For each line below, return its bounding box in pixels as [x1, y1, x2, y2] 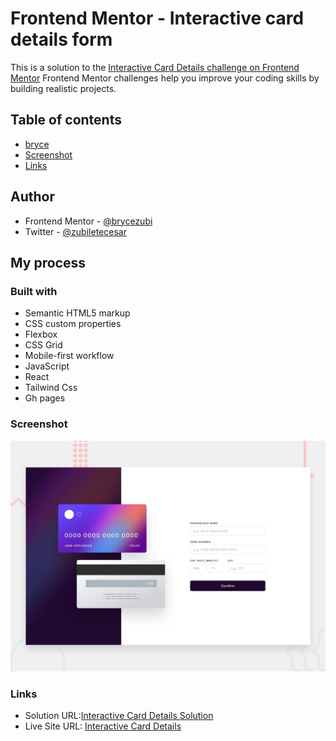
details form [10, 28, 113, 51]
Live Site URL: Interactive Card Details [24, 720, 182, 732]
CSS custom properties [24, 318, 122, 330]
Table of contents [10, 112, 122, 129]
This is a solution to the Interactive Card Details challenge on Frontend [10, 61, 300, 73]
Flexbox [24, 328, 58, 341]
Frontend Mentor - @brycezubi [24, 215, 153, 227]
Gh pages [24, 392, 66, 404]
